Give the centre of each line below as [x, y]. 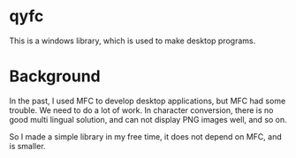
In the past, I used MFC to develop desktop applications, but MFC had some [148, 101]
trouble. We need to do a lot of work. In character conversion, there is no [141, 110]
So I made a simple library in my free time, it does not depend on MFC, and [146, 136]
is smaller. [27, 146]
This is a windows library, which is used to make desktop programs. [133, 41]
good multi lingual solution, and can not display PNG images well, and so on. [148, 119]
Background [55, 76]
